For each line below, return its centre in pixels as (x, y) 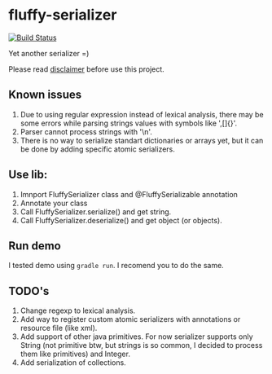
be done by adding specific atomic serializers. (97, 149)
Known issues (45, 95)
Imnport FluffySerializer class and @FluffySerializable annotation (129, 194)
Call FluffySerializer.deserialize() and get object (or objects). (121, 220)
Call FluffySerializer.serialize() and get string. (96, 211)
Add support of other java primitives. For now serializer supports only (137, 337)
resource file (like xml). (59, 328)
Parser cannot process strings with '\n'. (86, 131)
